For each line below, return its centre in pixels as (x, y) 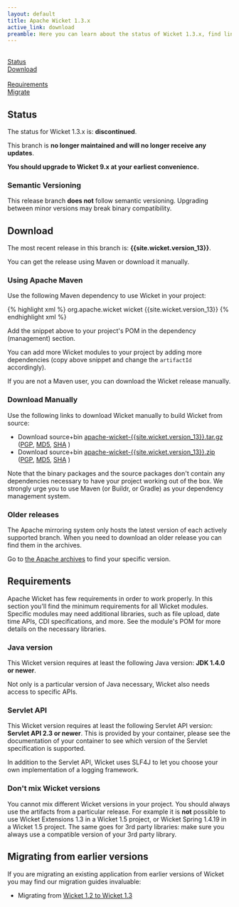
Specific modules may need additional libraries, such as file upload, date (114, 613)
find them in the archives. (44, 545)
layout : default (31, 14)
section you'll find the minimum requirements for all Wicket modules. (108, 606)
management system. (39, 496)
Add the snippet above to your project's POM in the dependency (102, 331)
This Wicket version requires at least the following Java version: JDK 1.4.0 (116, 663)
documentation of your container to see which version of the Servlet (107, 741)
